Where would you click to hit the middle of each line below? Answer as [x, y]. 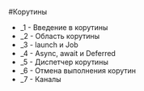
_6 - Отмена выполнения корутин [78, 71]
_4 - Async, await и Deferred [68, 53]
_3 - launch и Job [49, 45]
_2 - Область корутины [60, 36]
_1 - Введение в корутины [64, 27]
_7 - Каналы [41, 79]
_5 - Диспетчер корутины [64, 62]
